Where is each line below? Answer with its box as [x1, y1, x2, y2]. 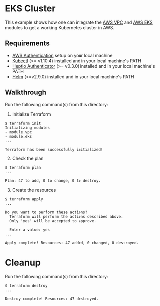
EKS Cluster [5, 3, 56, 14]
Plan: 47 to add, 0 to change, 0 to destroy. [5, 178, 101, 183]
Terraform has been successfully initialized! [5, 147, 103, 152]
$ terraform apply [5, 196, 43, 202]
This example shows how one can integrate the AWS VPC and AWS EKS [5, 19, 153, 25]
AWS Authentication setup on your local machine [12, 52, 113, 58]
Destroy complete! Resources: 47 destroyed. [5, 296, 99, 301]
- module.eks [5, 134, 32, 139]
